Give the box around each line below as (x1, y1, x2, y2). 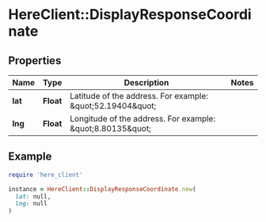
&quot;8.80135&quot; (70, 123, 152, 134)
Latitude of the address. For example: (70, 91, 208, 101)
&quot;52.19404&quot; (70, 100, 157, 111)
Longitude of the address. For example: (70, 113, 216, 124)
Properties (8, 54, 62, 67)
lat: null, (15, 192, 51, 201)
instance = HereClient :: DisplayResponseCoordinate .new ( (8, 185, 196, 193)
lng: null (15, 200, 47, 208)
